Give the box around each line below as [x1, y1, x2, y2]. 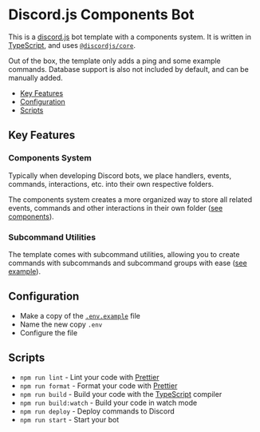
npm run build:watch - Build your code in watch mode [19, 398, 198, 407]
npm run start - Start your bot [19, 414, 120, 424]
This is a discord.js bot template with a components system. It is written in [8, 32, 251, 42]
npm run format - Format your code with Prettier [19, 381, 178, 390]
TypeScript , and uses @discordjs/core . [8, 40, 136, 50]
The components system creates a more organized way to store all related [8, 194, 253, 204]
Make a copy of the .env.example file [19, 311, 141, 320]
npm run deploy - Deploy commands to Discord [19, 406, 175, 416]
